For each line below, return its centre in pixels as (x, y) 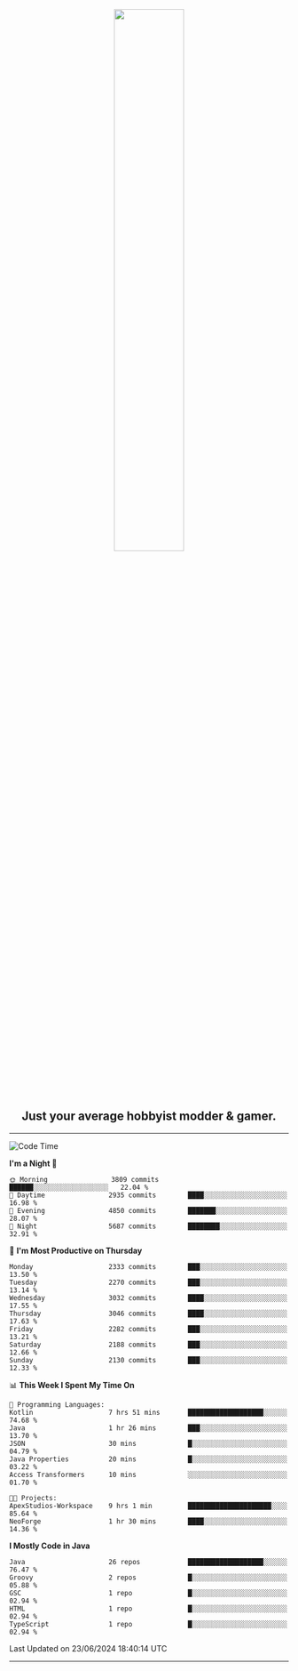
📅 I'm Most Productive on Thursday (76, 1250)
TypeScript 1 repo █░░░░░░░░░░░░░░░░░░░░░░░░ (149, 1624)
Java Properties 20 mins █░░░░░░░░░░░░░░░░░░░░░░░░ (149, 1459)
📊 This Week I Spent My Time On (72, 1385)
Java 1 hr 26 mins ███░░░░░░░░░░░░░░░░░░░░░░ (149, 1428)
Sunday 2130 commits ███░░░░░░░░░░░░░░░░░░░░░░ (149, 1360)
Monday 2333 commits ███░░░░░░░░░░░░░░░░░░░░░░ (149, 1266)
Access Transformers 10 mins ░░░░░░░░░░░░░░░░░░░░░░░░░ (149, 1474)
